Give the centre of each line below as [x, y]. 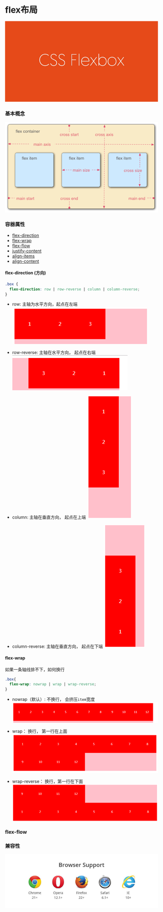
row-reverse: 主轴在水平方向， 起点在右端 [54, 353]
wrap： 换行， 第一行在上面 [40, 731]
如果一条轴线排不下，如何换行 [35, 669]
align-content [25, 261]
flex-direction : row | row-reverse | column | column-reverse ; [74, 289]
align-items [23, 256]
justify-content [27, 250]
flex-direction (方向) [25, 273]
